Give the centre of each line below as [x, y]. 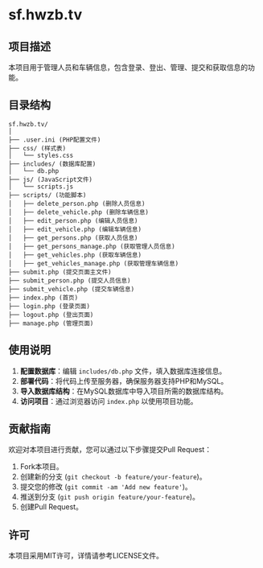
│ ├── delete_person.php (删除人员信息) [77, 204]
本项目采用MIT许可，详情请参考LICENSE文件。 [86, 556]
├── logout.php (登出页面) [51, 315]
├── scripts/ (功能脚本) [47, 195]
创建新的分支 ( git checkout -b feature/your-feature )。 [113, 477]
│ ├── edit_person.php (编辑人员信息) [73, 220]
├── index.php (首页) [43, 298]
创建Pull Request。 [51, 507]
